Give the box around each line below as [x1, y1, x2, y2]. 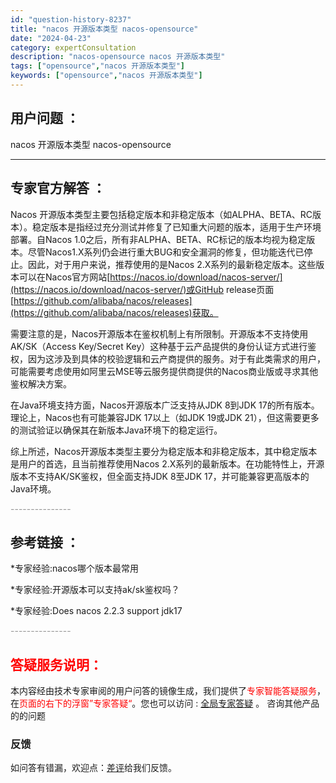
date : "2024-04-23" [10, 33, 92, 43]
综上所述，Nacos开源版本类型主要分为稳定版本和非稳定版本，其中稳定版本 [10, 445, 318, 457]
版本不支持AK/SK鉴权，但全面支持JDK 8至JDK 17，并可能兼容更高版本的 [10, 470, 310, 482]
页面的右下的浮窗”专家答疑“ [19, 697, 133, 710]
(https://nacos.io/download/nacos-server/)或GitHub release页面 [10, 283, 275, 295]
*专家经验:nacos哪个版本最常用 [10, 562, 139, 575]
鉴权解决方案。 [10, 377, 72, 390]
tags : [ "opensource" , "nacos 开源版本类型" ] [10, 61, 186, 71]
